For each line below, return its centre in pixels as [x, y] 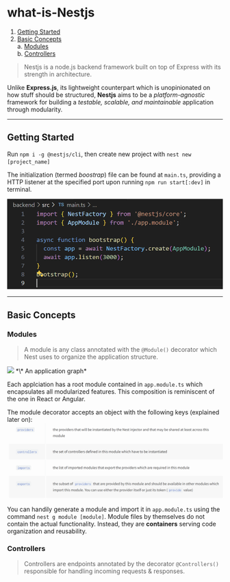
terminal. [20, 189]
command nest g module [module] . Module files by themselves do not [106, 516]
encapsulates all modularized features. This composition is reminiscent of [111, 391]
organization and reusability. [47, 531]
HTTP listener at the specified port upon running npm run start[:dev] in [109, 182]
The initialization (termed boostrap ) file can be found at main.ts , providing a [114, 175]
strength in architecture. [58, 74]
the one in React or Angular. [46, 399]
